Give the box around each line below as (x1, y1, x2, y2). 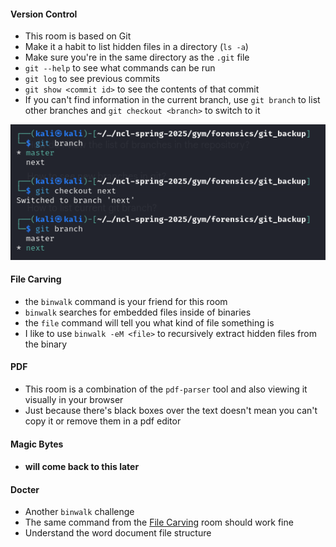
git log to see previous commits (24, 73, 161, 85)
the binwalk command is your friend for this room (24, 295, 228, 307)
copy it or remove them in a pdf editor (24, 415, 182, 427)
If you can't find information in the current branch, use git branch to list (24, 94, 321, 106)
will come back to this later (24, 461, 140, 473)
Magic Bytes (10, 438, 64, 450)
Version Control (10, 8, 78, 20)
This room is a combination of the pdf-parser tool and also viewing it (24, 383, 308, 395)
